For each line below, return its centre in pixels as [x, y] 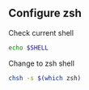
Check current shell [41, 32]
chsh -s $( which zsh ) [45, 78]
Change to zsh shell [42, 63]
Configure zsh [45, 13]
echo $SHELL [28, 48]
